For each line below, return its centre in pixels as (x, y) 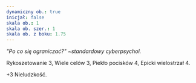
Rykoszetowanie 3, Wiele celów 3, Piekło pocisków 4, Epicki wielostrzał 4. (98, 63)
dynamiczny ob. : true (34, 12)
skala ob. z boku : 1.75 (36, 34)
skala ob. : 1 (23, 23)
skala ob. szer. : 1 (31, 29)
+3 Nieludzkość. (27, 75)
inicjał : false (25, 17)
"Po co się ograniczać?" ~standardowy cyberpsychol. (74, 51)
